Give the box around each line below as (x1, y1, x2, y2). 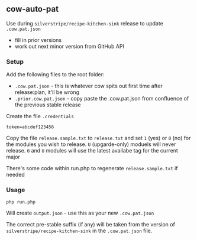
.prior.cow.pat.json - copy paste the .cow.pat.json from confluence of (14, 95, 189, 102)
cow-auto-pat (6, 4, 59, 14)
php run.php (6, 199, 35, 205)
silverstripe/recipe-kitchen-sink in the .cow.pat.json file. (6, 227, 153, 235)
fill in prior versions (14, 36, 62, 43)
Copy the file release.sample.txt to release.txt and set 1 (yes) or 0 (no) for (6, 135, 191, 142)
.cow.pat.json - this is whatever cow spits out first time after (14, 82, 163, 90)
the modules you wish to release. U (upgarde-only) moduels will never (6, 141, 176, 148)
